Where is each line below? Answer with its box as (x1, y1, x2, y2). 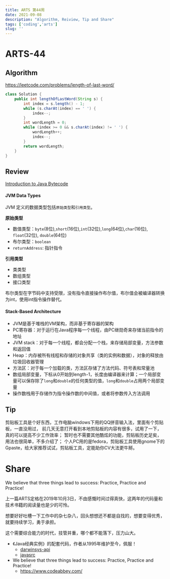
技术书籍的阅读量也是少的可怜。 (5, 502, 72, 508)
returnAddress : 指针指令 (12, 245, 63, 251)
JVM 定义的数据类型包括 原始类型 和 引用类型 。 (5, 204, 95, 210)
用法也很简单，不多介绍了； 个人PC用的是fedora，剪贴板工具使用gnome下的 (5, 438, 165, 445)
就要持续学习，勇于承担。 (5, 519, 59, 525)
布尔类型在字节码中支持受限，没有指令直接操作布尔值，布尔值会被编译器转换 (5, 290, 165, 296)
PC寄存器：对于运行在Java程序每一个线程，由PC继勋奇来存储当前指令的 (12, 326, 163, 333)
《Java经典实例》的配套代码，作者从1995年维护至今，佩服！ (12, 541, 137, 547)
